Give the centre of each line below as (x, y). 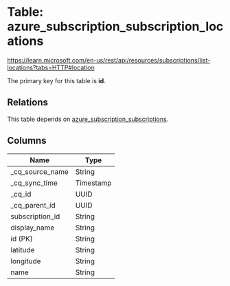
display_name (33, 228)
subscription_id (35, 216)
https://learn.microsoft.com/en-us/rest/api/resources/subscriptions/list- (109, 60)
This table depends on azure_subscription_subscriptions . (88, 119)
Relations (28, 103)
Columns (27, 141)
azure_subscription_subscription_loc (115, 26)
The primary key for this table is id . (57, 80)
